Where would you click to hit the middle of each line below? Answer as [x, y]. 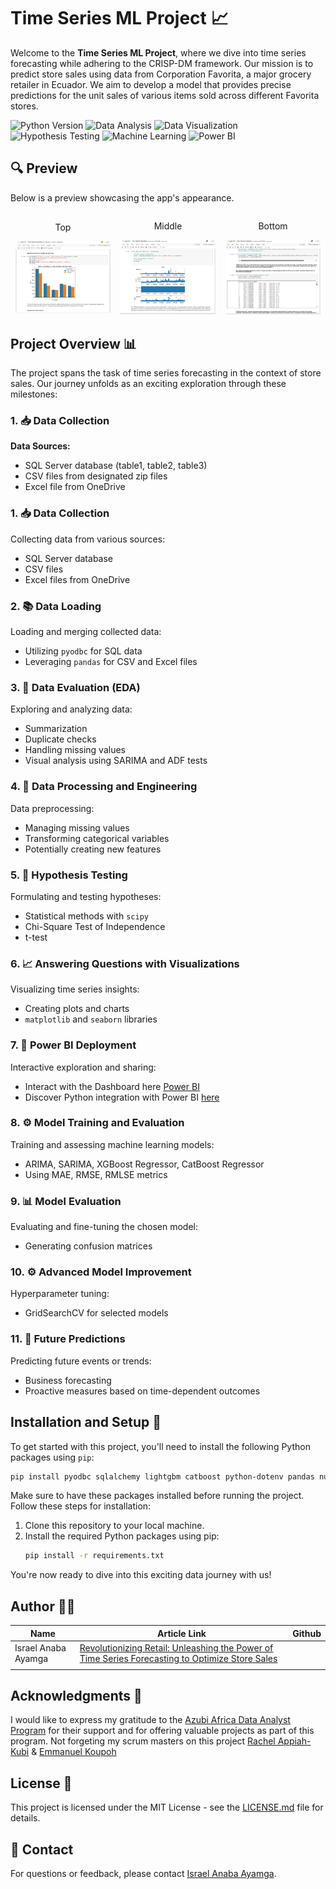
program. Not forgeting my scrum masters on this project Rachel [143, 1741]
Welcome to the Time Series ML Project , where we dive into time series [158, 52]
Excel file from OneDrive [75, 487]
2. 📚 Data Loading [56, 606]
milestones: [34, 394]
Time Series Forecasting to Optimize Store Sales [178, 1658]
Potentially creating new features [93, 849]
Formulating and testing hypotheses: [86, 896]
